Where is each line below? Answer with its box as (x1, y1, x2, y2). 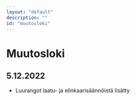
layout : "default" (6, 9, 53, 15)
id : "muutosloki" (6, 20, 51, 26)
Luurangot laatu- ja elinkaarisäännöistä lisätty (15, 87, 130, 95)
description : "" (6, 15, 48, 21)
